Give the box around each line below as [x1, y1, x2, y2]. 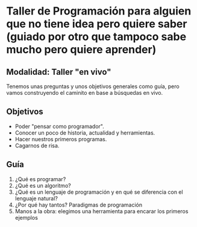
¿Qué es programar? [14, 175, 66, 182]
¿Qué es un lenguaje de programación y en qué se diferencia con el [14, 188, 183, 196]
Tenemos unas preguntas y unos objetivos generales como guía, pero [6, 83, 180, 90]
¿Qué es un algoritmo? [14, 182, 71, 189]
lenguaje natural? [14, 194, 58, 202]
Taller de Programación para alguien [6, 4, 192, 18]
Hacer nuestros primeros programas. [14, 135, 107, 142]
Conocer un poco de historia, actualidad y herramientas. [14, 129, 155, 136]
